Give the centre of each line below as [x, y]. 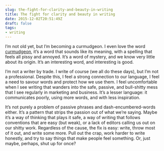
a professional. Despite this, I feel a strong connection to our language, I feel [82, 77]
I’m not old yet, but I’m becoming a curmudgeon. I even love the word [75, 46]
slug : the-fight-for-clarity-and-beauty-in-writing [59, 10]
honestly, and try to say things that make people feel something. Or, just [78, 138]
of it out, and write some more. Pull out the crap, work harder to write [75, 133]
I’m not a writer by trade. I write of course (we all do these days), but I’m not [82, 71]
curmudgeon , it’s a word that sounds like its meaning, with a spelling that [79, 51]
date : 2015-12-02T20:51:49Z [34, 19]
